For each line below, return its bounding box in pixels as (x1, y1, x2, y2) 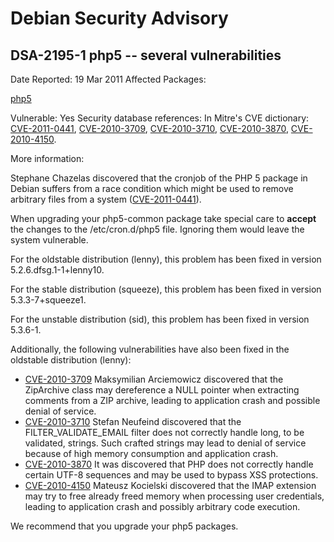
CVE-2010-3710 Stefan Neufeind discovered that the (24, 416, 242, 427)
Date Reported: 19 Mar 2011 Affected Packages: (10, 73, 207, 85)
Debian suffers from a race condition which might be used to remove (10, 183, 294, 194)
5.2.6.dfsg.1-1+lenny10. (10, 264, 105, 276)
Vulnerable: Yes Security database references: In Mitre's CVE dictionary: (10, 112, 310, 124)
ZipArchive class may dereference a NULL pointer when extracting (24, 384, 300, 396)
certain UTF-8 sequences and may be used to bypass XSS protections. (24, 469, 319, 481)
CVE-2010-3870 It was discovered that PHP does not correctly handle (24, 458, 314, 470)
